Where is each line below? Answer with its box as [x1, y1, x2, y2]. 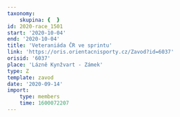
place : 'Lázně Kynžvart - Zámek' [7, 61, 103, 68]
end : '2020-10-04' [7, 36, 60, 43]
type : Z [7, 67, 30, 74]
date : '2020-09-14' [7, 81, 63, 87]
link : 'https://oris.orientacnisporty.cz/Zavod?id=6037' [7, 49, 174, 56]
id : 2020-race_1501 [7, 23, 63, 30]
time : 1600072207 [19, 100, 70, 107]
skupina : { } [19, 17, 60, 23]
